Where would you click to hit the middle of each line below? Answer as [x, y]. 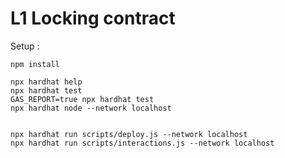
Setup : [25, 46]
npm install [35, 64]
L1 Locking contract [93, 18]
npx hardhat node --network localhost [91, 108]
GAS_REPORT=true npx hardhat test [82, 99]
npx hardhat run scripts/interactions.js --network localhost [142, 143]
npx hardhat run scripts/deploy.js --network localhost [129, 134]
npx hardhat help [46, 82]
